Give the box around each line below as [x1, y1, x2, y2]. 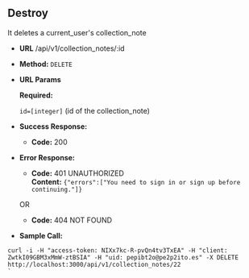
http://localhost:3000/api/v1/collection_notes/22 [7, 260, 181, 268]
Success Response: [19, 121, 88, 131]
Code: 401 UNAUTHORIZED [31, 168, 124, 178]
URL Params [19, 74, 61, 84]
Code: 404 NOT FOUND [31, 215, 113, 225]
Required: [19, 90, 53, 100]
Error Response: [19, 152, 76, 162]
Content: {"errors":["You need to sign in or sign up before [31, 176, 241, 186]
